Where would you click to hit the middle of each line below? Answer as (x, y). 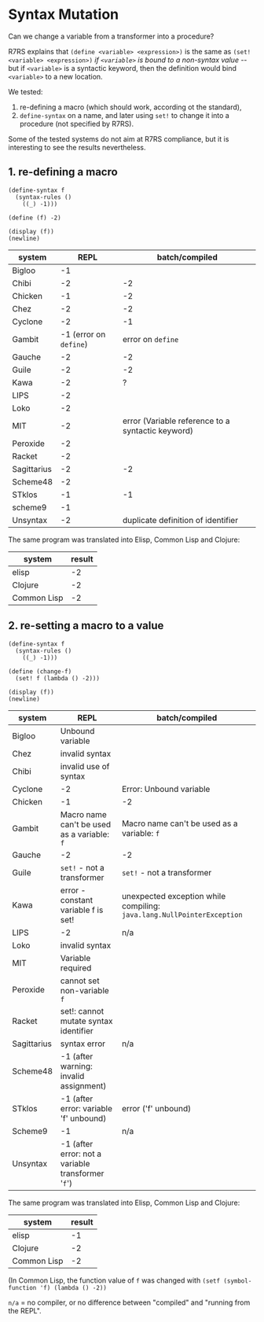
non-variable (85, 990)
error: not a (81, 1154)
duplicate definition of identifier (180, 520)
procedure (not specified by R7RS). (77, 123)
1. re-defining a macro (63, 172)
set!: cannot (82, 1011)
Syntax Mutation (64, 15)
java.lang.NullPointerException (182, 915)
